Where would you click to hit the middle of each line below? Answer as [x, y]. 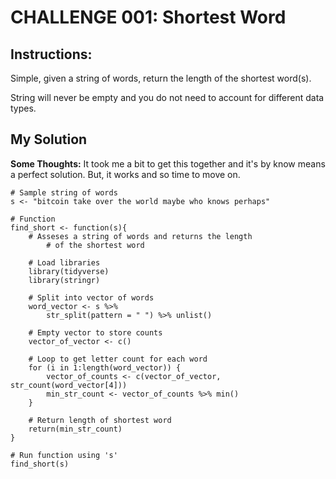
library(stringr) [64, 280]
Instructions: [51, 54]
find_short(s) [40, 464]
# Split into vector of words [91, 297]
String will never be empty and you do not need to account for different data [167, 97]
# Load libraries [64, 262]
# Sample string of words [64, 192]
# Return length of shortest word [100, 420]
